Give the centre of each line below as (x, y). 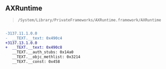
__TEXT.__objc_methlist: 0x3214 (46, 57)
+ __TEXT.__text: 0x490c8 (34, 48)
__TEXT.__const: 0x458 (36, 62)
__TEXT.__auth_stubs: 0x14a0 (43, 52)
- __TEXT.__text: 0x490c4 (34, 38)
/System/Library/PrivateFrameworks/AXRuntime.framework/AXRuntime (89, 20)
